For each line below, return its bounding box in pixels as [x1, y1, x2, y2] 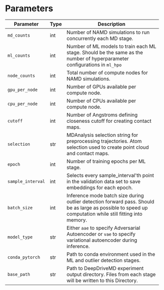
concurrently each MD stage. [66, 35, 133, 42]
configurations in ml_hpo [66, 61, 122, 68]
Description [97, 21, 126, 27]
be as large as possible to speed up [66, 204, 148, 211]
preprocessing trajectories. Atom [66, 137, 142, 144]
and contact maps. [66, 150, 109, 156]
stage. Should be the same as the [66, 49, 143, 56]
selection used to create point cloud [66, 144, 149, 151]
